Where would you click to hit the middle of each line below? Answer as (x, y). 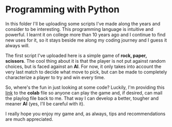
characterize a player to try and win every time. (55, 77)
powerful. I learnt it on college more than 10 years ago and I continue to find (85, 34)
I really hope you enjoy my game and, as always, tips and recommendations (85, 114)
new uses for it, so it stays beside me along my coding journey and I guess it (86, 40)
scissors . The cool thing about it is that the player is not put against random (85, 61)
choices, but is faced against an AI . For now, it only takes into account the (83, 66)
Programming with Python (62, 10)
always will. (17, 45)
